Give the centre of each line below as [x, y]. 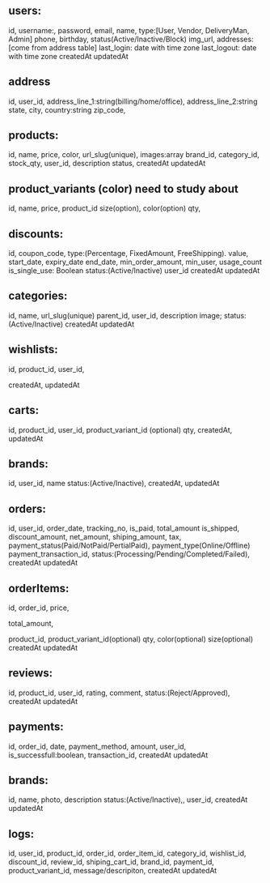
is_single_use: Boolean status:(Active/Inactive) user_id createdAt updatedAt [134, 271]
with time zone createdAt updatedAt [68, 56]
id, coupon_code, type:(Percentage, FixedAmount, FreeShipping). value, [129, 254]
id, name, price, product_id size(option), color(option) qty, [105, 208]
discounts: [36, 234]
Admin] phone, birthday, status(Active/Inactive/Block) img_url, [112, 39]
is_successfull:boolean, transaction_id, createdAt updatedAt [108, 755]
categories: [38, 296]
